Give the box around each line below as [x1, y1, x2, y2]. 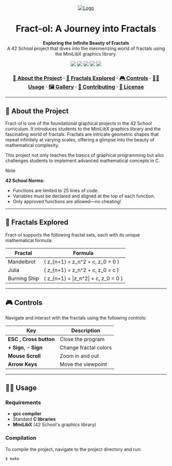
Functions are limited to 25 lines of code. [12, 188, 99, 194]
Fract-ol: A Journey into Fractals [15, 23, 157, 34]
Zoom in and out [59, 352, 99, 360]
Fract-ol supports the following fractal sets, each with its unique [5, 231, 140, 238]
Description [71, 327, 101, 334]
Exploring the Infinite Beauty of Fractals [42, 40, 130, 46]
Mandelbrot [8, 258, 36, 265]
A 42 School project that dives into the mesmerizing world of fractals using [7, 45, 165, 51]
